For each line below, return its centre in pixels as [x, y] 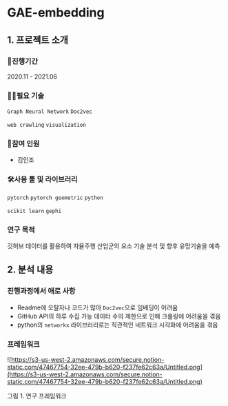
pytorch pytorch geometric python [55, 198]
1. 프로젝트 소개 [38, 40]
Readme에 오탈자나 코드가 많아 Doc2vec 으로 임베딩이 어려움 [97, 307]
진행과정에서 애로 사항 [41, 291]
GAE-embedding [56, 13]
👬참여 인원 [23, 144]
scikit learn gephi [34, 211]
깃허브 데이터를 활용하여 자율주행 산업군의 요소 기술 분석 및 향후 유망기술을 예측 [114, 246]
